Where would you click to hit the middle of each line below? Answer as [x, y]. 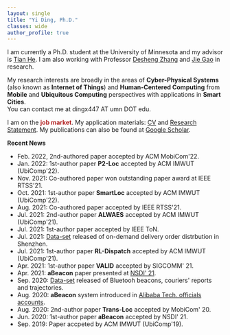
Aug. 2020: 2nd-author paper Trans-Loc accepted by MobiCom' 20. [114, 310]
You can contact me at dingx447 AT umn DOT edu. [79, 109]
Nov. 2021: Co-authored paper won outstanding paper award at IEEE [114, 178]
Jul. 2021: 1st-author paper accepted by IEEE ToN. [88, 229]
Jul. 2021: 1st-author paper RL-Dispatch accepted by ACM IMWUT [111, 251]
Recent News [26, 143]
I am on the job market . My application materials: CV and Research [102, 123]
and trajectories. [40, 288]
